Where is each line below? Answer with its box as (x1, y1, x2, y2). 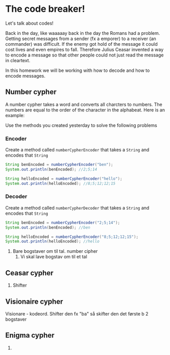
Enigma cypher (5, 331, 55, 340)
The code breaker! (5, 3, 86, 15)
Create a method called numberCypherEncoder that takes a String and (5, 147, 150, 153)
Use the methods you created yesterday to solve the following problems (5, 122, 157, 128)
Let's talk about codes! (5, 20, 54, 26)
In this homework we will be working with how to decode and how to (5, 67, 150, 73)
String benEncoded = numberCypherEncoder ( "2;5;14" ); (5, 220, 120, 225)
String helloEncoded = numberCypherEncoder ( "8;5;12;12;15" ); (5, 234, 139, 239)
